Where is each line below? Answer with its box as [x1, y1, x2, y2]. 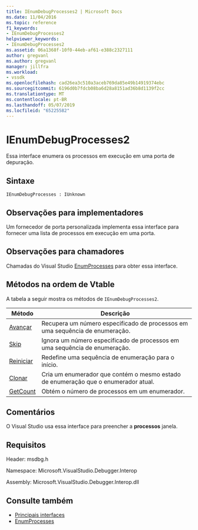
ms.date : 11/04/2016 [6, 14, 57, 20]
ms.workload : [6, 69, 38, 75]
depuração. [6, 159, 34, 166]
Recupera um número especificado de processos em [41, 319, 189, 327]
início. [41, 360, 58, 369]
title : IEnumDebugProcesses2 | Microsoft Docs [6, 8, 123, 15]
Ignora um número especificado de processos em [41, 336, 180, 344]
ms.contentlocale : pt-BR [6, 96, 67, 102]
